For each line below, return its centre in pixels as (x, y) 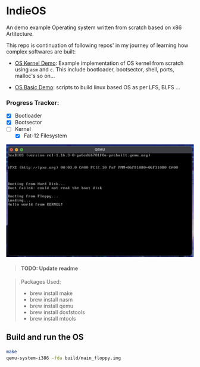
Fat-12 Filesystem (45, 136)
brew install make (51, 293)
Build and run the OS (45, 337)
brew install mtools (53, 318)
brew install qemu (51, 306)
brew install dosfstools (57, 312)
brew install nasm (51, 299)
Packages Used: (41, 281)
